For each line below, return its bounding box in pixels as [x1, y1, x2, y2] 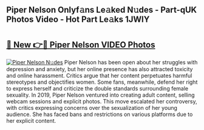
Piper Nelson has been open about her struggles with [64, 59, 198, 66]
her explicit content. [6, 117, 56, 124]
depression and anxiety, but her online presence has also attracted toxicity [6, 66, 193, 72]
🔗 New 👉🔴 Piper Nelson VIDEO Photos [6, 39, 155, 50]
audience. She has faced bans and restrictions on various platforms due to [6, 111, 193, 118]
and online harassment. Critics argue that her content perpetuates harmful [6, 72, 192, 79]
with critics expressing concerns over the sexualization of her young [6, 104, 178, 111]
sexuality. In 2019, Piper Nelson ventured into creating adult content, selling [6, 91, 195, 98]
